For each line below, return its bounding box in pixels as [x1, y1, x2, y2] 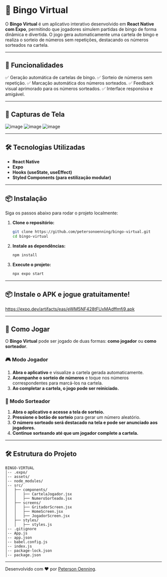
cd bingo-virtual [12, 234, 49, 239]
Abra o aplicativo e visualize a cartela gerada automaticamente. [12, 369, 144, 375]
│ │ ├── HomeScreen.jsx [5, 509, 64, 514]
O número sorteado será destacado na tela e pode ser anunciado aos [12, 419, 158, 425]
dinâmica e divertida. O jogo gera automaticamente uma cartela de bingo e [5, 31, 159, 37]
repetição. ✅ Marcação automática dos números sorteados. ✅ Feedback [5, 80, 154, 86]
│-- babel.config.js [5, 539, 48, 544]
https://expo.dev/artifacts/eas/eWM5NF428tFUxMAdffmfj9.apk [5, 306, 135, 312]
